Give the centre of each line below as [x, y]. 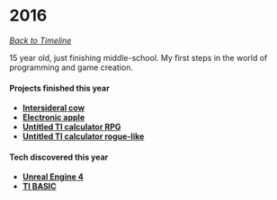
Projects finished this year [59, 88]
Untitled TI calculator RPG [71, 127]
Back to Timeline [40, 40]
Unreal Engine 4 [53, 177]
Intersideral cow [54, 108]
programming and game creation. [71, 67]
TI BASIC [39, 187]
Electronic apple [54, 117]
